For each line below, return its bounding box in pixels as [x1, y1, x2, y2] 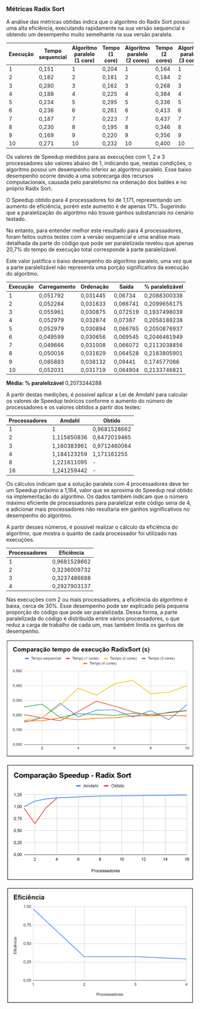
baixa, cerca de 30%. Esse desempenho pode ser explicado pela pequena [6, 602, 189, 609]
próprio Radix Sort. [6, 185, 52, 192]
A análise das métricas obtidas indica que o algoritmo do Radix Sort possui [6, 18, 190, 26]
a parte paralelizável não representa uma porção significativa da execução [6, 264, 189, 271]
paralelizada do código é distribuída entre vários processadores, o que [6, 615, 180, 622]
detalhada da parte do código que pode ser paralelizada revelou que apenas [6, 239, 194, 246]
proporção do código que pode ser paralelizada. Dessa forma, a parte [6, 608, 177, 616]
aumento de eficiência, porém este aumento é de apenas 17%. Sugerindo [6, 202, 186, 210]
